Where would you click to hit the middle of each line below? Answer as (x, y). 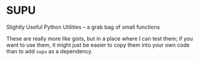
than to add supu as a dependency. (49, 51)
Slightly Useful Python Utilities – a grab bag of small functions (83, 27)
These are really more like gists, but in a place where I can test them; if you (100, 38)
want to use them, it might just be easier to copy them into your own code (98, 45)
